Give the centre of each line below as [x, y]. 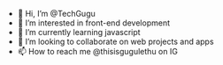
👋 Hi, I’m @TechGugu [56, 14]
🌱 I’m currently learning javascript [79, 32]
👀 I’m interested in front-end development [94, 23]
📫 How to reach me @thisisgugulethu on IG [98, 51]
